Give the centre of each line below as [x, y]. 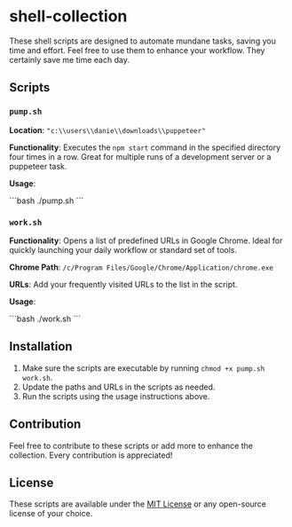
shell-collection [68, 16]
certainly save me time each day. [70, 59]
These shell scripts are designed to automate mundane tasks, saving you [143, 41]
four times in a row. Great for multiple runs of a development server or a [140, 156]
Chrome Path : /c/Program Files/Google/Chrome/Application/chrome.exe [141, 267]
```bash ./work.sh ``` [45, 319]
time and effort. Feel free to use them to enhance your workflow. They [137, 50]
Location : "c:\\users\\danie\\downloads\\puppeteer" [107, 130]
